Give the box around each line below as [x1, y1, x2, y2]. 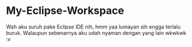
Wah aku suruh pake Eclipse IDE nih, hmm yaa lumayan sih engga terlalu [6, 23, 181, 30]
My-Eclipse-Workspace [6, 4, 125, 17]
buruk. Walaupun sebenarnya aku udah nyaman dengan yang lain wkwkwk [6, 29, 187, 36]
